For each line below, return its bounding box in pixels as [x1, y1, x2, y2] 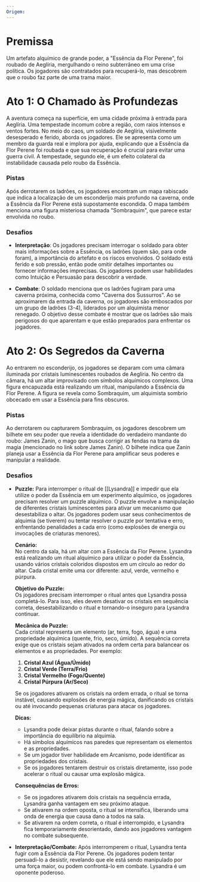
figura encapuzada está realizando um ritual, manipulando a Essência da [6, 383, 185, 390]
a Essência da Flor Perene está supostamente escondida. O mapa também [6, 200, 190, 207]
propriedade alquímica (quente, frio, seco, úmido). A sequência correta [14, 634, 190, 642]
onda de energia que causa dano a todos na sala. [23, 812, 145, 820]
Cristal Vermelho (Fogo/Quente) [23, 672, 106, 679]
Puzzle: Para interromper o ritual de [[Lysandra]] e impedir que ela [14, 485, 179, 492]
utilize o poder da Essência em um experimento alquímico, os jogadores [14, 491, 192, 498]
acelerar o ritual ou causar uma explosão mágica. [23, 770, 145, 777]
